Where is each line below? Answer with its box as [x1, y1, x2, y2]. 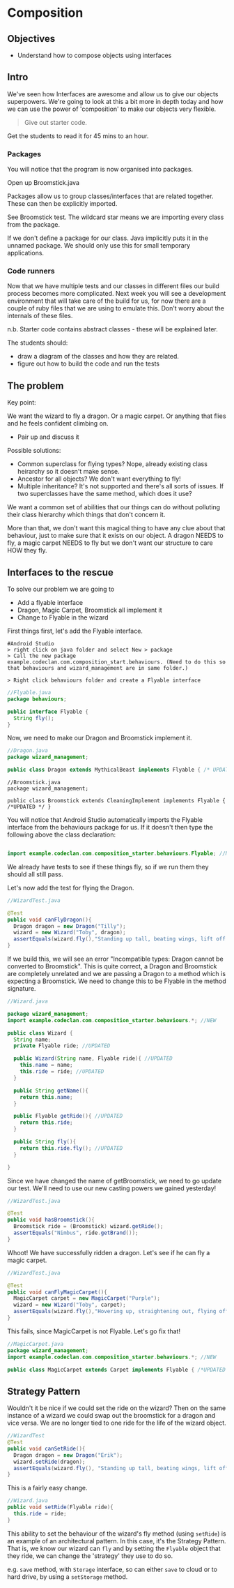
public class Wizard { [7, 1029, 73, 1037]
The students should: [7, 338, 68, 347]
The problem [7, 380, 64, 391]
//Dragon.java [7, 747, 49, 754]
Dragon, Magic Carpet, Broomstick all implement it [17, 606, 162, 615]
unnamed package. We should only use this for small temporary [7, 241, 191, 250]
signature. [7, 984, 36, 993]
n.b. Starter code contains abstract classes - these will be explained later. [7, 325, 218, 334]
